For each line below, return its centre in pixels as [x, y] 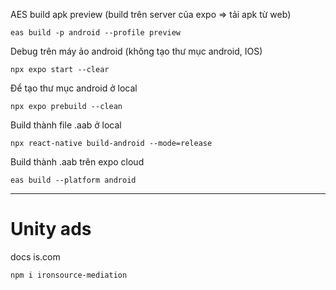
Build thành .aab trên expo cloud [77, 162]
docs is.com [35, 256]
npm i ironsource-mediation [69, 275]
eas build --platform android [73, 180]
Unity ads [51, 229]
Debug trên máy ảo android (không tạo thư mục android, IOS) [136, 51]
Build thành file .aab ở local [66, 125]
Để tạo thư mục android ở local [74, 88]
